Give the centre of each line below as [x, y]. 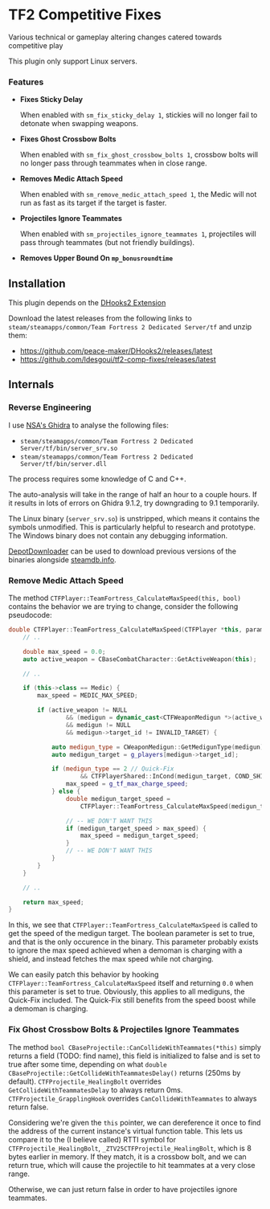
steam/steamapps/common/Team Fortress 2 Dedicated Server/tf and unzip [130, 327]
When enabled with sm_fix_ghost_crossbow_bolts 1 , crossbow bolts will [139, 155]
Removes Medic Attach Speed [71, 179]
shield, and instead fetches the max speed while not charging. [111, 959]
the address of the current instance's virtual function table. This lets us [126, 1131]
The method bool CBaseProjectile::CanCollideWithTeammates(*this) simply [135, 1047]
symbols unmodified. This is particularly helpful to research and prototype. [132, 527]
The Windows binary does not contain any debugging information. [118, 535]
